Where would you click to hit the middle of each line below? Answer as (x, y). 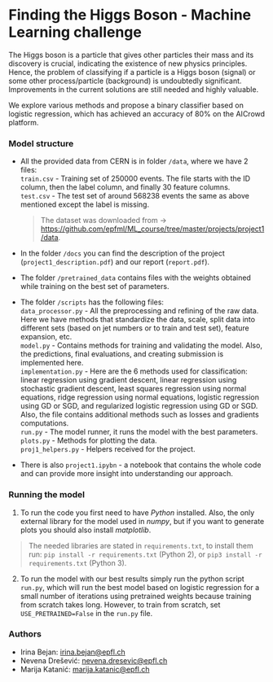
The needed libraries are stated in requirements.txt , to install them (141, 545)
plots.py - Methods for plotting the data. (88, 440)
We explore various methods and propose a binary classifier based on (126, 105)
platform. (24, 122)
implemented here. (52, 363)
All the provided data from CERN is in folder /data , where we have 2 (134, 161)
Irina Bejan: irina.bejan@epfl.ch (73, 652)
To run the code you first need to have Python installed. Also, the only (137, 512)
